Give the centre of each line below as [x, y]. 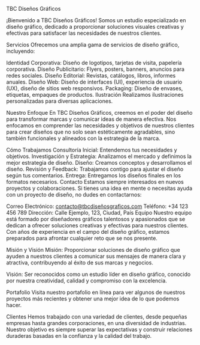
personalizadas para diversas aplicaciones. [60, 101]
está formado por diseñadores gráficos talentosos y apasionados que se [96, 219]
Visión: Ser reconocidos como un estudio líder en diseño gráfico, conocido [99, 274]
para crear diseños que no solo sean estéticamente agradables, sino [91, 132]
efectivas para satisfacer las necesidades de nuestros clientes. [84, 33]
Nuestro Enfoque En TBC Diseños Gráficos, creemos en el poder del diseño [99, 113]
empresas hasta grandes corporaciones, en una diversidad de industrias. [96, 323]
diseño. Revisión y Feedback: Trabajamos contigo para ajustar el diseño [95, 169]
